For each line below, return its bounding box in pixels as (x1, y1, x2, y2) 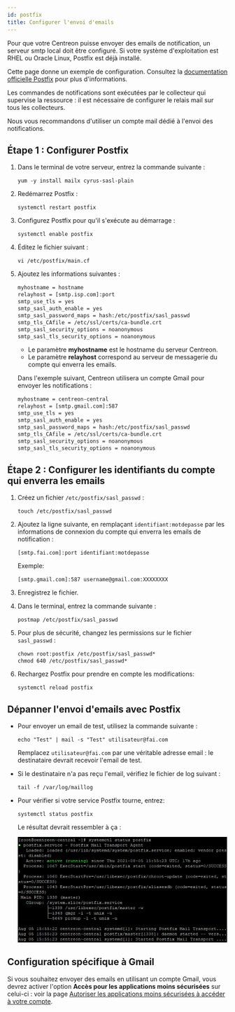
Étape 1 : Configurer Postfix (7, 144, 129, 156)
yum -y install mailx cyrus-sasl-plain (17, 177, 134, 185)
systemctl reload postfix (17, 684, 93, 691)
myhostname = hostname (17, 284, 84, 291)
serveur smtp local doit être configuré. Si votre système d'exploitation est (7, 46, 219, 55)
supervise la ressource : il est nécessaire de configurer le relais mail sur (7, 95, 214, 104)
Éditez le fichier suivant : (17, 243, 89, 251)
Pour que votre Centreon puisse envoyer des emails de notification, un (7, 39, 211, 47)
